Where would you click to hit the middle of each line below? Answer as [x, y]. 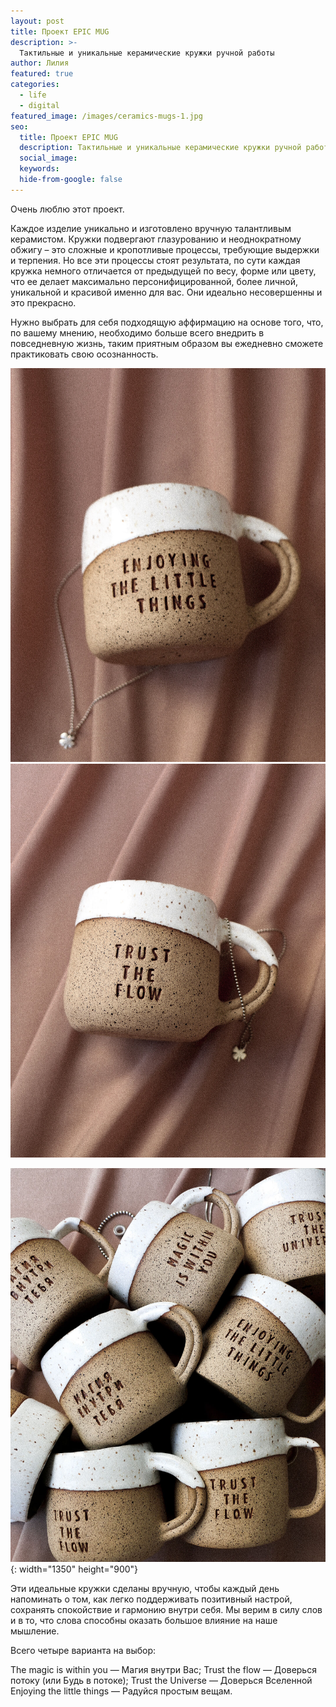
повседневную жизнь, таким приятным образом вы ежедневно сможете [167, 343]
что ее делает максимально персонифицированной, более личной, [154, 281]
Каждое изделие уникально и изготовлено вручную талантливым [151, 228]
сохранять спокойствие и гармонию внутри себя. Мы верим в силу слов [166, 1610]
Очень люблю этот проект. [67, 209]
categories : [35, 85]
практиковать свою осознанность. [84, 354]
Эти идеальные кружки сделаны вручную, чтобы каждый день [145, 1589]
